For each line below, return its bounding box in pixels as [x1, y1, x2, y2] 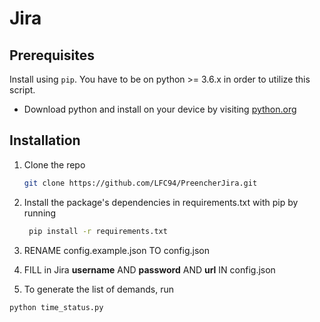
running [23, 207, 57, 219]
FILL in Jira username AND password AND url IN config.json [23, 263, 276, 276]
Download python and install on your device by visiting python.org [23, 103, 297, 115]
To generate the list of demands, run [23, 283, 174, 295]
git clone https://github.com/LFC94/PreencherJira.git [23, 178, 258, 188]
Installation [9, 132, 81, 149]
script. [9, 84, 36, 96]
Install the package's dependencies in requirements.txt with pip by [23, 196, 299, 208]
